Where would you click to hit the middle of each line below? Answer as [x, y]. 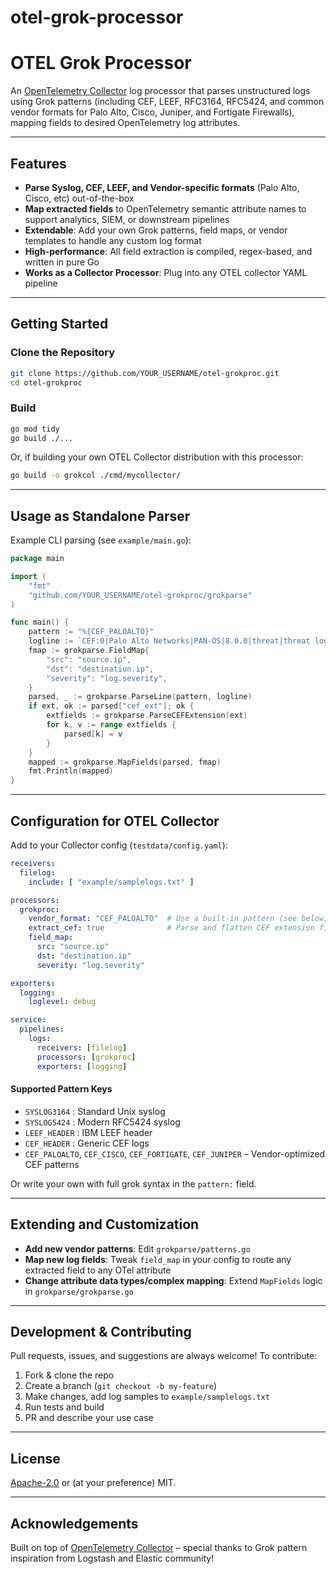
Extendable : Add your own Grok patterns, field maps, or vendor [156, 230]
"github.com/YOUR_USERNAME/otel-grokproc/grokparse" [140, 595]
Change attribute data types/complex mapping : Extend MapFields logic [173, 1280]
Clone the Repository [63, 353]
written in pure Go [62, 262]
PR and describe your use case [89, 1418]
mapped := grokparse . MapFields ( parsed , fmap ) [125, 762]
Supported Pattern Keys [61, 1089]
